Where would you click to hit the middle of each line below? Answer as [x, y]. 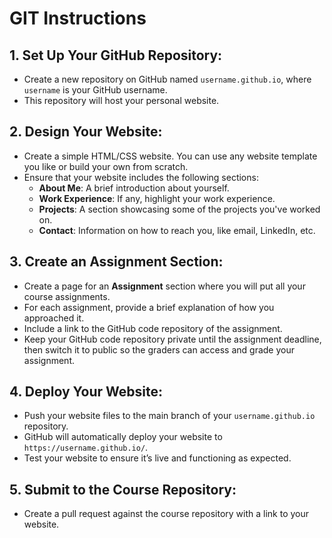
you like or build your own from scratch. [106, 166]
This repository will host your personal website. [121, 100]
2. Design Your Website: [86, 132]
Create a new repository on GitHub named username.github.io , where [167, 79]
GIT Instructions [78, 18]
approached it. [54, 318]
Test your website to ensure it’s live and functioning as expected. [157, 458]
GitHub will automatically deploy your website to [123, 437]
